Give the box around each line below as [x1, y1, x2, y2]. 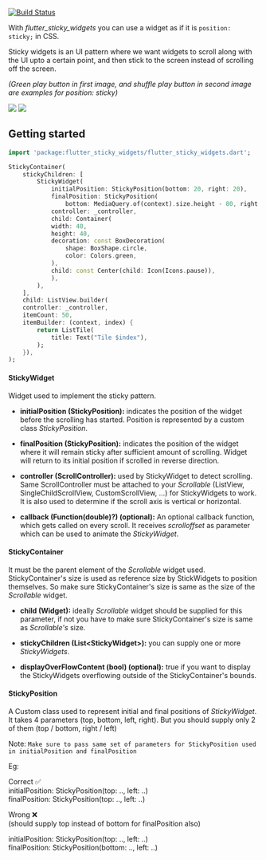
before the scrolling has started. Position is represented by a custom [19, 415, 244, 424]
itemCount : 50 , [22, 311, 73, 319]
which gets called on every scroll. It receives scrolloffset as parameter [19, 520, 251, 530]
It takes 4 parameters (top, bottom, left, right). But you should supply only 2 [8, 715, 256, 724]
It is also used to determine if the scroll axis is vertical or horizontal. [19, 496, 241, 506]
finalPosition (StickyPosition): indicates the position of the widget [19, 439, 239, 448]
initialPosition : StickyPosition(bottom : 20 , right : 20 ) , [50, 185, 248, 193]
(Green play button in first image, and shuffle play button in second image [8, 80, 252, 89]
